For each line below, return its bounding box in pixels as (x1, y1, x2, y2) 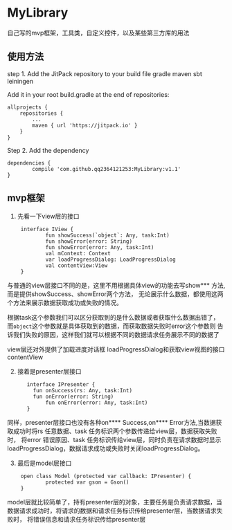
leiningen (7, 77, 33, 85)
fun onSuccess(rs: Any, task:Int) (33, 387, 133, 394)
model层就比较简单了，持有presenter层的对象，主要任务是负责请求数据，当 (7, 497, 223, 506)
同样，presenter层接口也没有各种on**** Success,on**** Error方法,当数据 (7, 418, 216, 426)
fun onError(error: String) (33, 393, 114, 400)
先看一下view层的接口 (17, 212, 80, 220)
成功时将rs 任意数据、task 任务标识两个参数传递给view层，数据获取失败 (12, 427, 217, 435)
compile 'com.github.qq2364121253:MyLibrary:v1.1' (32, 165, 181, 172)
